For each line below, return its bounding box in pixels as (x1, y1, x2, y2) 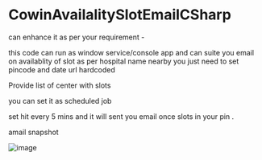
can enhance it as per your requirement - (8, 32, 145, 42)
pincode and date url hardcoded (8, 64, 115, 74)
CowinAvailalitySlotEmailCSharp (8, 6, 231, 24)
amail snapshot (8, 127, 59, 137)
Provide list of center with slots (8, 80, 111, 90)
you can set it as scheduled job (8, 96, 112, 105)
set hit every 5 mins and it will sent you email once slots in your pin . (8, 111, 235, 121)
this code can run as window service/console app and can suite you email (8, 47, 255, 57)
